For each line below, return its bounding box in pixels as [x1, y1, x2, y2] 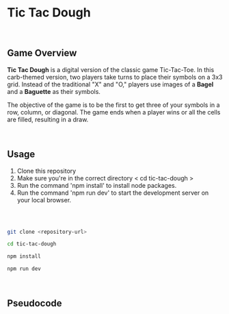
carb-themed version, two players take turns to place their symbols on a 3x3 [7, 73, 223, 81]
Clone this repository [16, 167, 77, 175]
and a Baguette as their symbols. [7, 87, 101, 95]
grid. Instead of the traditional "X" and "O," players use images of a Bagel [7, 80, 214, 88]
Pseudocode [7, 298, 63, 309]
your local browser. [16, 195, 72, 204]
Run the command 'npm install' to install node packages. [16, 181, 177, 189]
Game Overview [7, 47, 77, 59]
